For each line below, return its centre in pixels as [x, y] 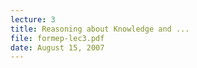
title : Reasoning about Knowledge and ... [100, 29]
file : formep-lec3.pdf [57, 38]
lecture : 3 [33, 19]
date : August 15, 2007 [57, 47]
